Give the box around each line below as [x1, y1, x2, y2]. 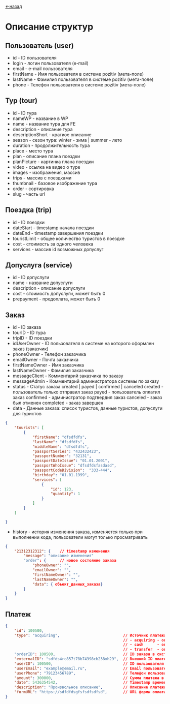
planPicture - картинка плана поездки [12, 159, 94, 165]
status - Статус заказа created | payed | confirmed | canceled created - [12, 384, 163, 390]
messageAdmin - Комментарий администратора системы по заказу [12, 378, 159, 384]
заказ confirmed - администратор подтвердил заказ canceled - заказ [12, 394, 162, 401]
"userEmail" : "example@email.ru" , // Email [14, 666, 142, 671]
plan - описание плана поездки [12, 153, 80, 159]
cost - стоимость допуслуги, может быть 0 [12, 291, 106, 297]
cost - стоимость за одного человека [12, 240, 94, 247]
